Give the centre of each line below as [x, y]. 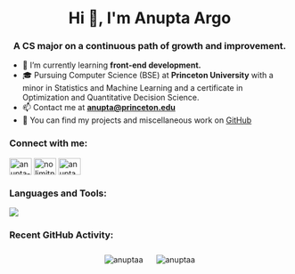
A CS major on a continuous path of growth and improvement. [150, 46]
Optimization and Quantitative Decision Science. [111, 98]
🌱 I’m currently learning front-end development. [111, 65]
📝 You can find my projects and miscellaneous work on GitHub [137, 120]
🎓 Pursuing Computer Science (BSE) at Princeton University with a [147, 76]
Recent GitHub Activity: [61, 235]
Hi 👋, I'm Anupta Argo [150, 18]
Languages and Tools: [58, 193]
